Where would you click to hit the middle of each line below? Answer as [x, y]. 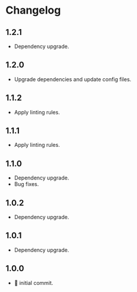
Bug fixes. [26, 184]
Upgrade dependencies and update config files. [73, 79]
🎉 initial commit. [34, 283]
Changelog [33, 10]
